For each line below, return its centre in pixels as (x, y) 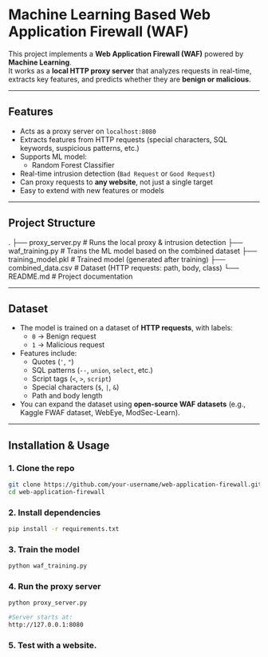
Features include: (48, 354)
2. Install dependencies (55, 513)
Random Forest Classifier (73, 164)
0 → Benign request (64, 336)
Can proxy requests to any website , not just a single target (116, 182)
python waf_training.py (48, 566)
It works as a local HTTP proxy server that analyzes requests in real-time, (130, 70)
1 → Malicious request (68, 345)
